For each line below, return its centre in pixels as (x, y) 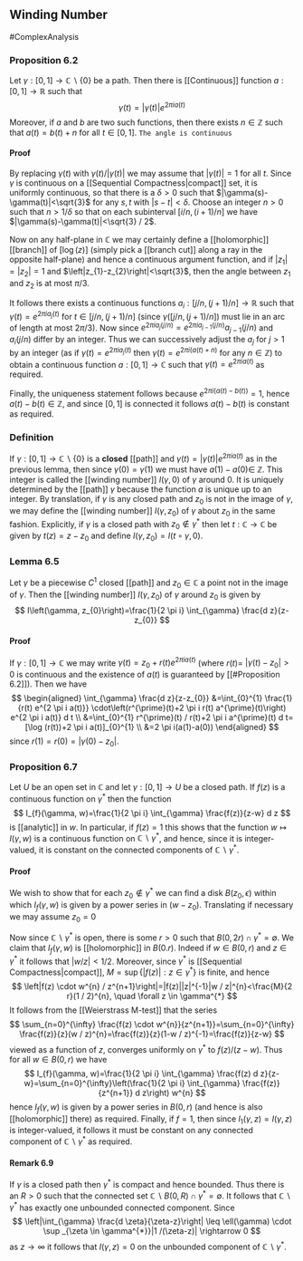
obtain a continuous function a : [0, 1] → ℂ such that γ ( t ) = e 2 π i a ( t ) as (137, 363)
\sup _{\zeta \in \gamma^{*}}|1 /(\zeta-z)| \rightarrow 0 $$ (152, 1231)
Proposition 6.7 (44, 766)
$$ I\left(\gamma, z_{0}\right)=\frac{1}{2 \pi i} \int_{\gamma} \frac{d (142, 611)
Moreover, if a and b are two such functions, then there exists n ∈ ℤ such (146, 122)
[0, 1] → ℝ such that (46, 91)
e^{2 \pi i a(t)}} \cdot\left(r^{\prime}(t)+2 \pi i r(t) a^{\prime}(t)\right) (161, 708)
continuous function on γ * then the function (90, 798)
